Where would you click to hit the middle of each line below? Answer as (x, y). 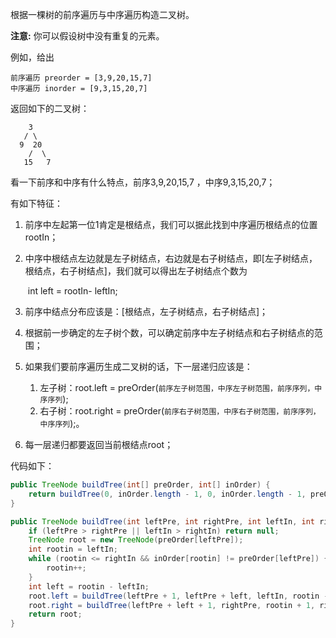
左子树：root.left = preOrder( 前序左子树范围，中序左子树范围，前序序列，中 (181, 387)
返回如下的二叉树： (50, 108)
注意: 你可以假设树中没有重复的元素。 (87, 36)
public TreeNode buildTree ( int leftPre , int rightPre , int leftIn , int (162, 521)
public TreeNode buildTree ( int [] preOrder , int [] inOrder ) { (140, 485)
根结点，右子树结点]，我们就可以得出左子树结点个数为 (136, 271)
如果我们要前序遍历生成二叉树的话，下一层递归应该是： (138, 366)
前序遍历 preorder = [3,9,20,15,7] (81, 78)
